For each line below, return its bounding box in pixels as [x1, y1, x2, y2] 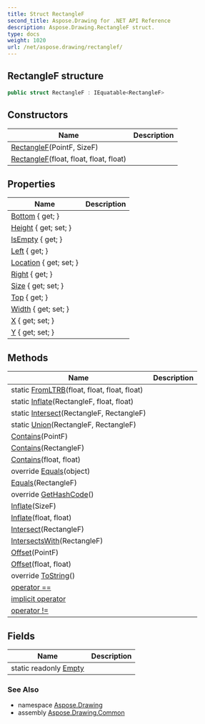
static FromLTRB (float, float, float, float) [11, 385, 144, 395]
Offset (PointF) [11, 547, 59, 557]
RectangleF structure [7, 70, 104, 82]
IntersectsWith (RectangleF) [11, 536, 104, 546]
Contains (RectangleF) [11, 443, 85, 453]
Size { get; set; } [11, 281, 64, 291]
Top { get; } [11, 292, 49, 302]
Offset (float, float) [11, 559, 71, 569]
